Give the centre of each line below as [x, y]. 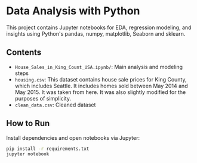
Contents [24, 53]
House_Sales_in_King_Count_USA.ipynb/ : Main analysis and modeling [99, 67]
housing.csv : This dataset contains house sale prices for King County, [101, 79]
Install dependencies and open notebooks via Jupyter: [73, 137]
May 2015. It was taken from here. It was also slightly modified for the [100, 92]
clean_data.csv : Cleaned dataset [55, 105]
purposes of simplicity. [43, 98]
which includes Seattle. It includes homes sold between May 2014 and [101, 86]
